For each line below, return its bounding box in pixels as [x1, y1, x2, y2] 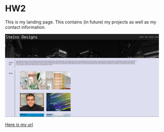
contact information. [5, 24, 46, 30]
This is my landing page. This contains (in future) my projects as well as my [5, 19, 157, 25]
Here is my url [5, 121, 33, 127]
